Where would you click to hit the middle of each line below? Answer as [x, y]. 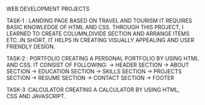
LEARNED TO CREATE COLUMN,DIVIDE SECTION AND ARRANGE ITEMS [98, 34]
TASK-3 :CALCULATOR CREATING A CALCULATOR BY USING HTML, [93, 90]
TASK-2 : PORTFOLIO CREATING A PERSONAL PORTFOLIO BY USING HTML [103, 58]
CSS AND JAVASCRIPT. [36, 96]
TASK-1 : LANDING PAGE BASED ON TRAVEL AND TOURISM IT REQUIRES [99, 20]
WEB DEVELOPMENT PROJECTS [48, 9]
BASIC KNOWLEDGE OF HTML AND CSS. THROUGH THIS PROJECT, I [95, 27]
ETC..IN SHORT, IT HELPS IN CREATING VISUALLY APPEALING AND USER [100, 40]
